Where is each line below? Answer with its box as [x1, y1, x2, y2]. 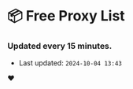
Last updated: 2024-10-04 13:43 [18, 58, 123, 68]
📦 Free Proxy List [7, 7, 125, 25]
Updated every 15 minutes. [7, 41, 113, 52]
